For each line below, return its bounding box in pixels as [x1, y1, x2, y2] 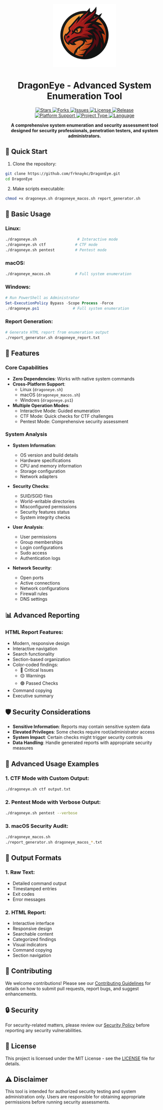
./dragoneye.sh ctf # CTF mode [5, 242, 98, 247]
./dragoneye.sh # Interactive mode [5, 237, 118, 242]
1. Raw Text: [5, 869, 35, 876]
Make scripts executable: [12, 186, 65, 192]
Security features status [20, 509, 70, 515]
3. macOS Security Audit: [5, 822, 69, 829]
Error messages [12, 896, 46, 902]
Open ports [20, 575, 44, 581]
